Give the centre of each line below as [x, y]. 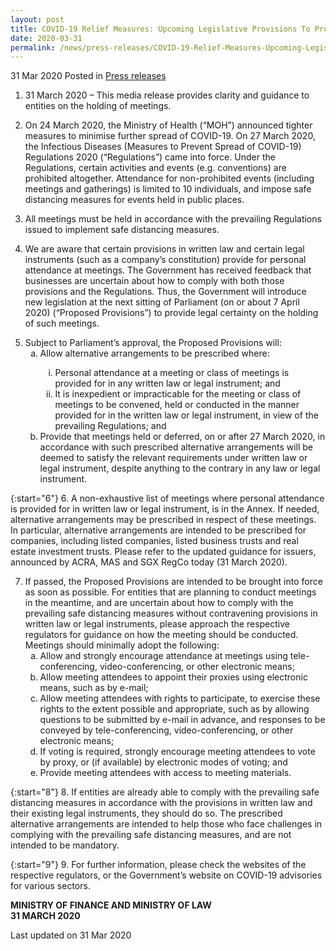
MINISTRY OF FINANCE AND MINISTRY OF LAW [111, 905]
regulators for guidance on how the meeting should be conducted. [161, 635]
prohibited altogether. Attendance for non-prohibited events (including [169, 178]
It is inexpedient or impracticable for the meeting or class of [178, 394]
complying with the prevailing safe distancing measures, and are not [151, 835]
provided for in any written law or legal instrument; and [167, 383]
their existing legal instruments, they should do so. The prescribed [146, 813]
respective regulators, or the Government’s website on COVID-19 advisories [166, 875]
